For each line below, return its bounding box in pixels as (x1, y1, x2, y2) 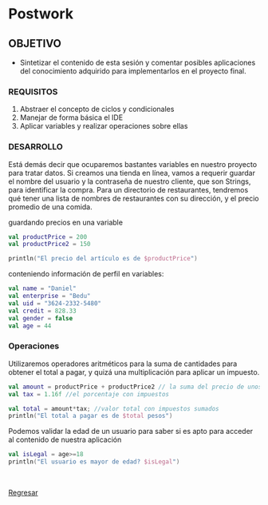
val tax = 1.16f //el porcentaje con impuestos (8, 390, 170, 398)
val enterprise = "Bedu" (8, 292, 91, 300)
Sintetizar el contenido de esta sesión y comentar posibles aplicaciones (19, 58, 256, 67)
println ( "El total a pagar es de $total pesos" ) (8, 412, 173, 420)
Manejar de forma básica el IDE (19, 113, 124, 122)
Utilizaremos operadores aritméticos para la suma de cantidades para (8, 359, 238, 368)
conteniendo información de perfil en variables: (8, 269, 164, 279)
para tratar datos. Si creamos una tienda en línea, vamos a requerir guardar (8, 168, 256, 177)
